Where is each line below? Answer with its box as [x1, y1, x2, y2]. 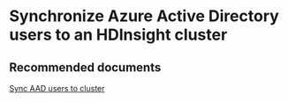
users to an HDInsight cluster [9, 25, 228, 45]
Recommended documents [9, 60, 162, 75]
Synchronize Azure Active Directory [9, 6, 280, 26]
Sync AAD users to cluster [9, 84, 105, 93]
